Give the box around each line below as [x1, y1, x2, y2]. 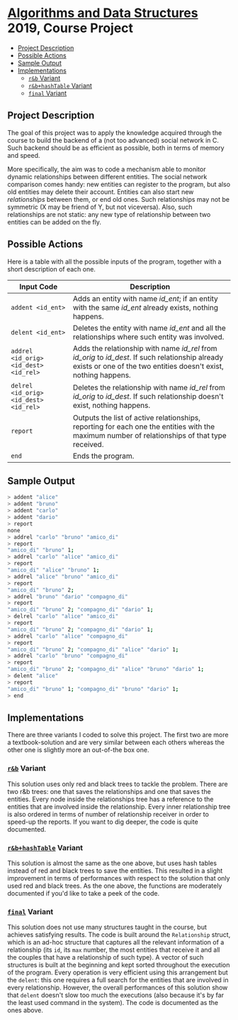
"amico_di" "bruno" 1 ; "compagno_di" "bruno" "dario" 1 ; [7, 685, 179, 692]
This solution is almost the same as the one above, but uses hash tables [7, 859, 217, 867]
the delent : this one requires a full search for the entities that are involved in [7, 976, 229, 984]
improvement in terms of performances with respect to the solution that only [7, 874, 230, 882]
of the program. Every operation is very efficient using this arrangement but [7, 968, 228, 977]
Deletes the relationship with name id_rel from [72, 382, 225, 392]
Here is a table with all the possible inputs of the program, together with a [7, 257, 222, 266]
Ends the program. [72, 451, 135, 461]
